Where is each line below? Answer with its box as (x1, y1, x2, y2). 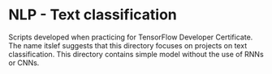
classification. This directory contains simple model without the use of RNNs (8, 49, 264, 59)
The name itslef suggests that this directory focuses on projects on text (8, 40, 248, 50)
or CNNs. (8, 58, 40, 68)
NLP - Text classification (8, 6, 177, 24)
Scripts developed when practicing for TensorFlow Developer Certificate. (8, 32, 253, 42)
